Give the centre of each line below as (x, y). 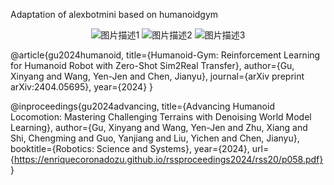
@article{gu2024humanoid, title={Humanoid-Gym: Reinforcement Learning (165, 55)
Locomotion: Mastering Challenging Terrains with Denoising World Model (161, 117)
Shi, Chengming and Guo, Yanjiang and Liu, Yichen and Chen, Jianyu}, (155, 138)
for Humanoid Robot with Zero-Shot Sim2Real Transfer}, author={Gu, (152, 65)
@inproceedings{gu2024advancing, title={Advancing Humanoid (142, 106)
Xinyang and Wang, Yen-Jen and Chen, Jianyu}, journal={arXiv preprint (157, 76)
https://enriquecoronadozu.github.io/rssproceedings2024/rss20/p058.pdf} (168, 159)
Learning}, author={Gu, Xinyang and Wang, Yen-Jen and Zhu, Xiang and (159, 127)
